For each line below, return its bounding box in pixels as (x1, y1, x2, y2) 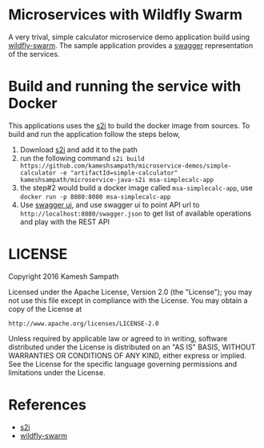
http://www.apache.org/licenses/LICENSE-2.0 (8, 319, 159, 328)
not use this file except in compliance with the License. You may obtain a (8, 295, 248, 305)
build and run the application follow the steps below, (8, 129, 180, 139)
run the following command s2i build (19, 153, 146, 163)
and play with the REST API (19, 216, 110, 226)
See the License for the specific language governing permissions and (8, 359, 238, 369)
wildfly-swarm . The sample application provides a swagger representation (8, 40, 254, 50)
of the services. (8, 49, 60, 59)
